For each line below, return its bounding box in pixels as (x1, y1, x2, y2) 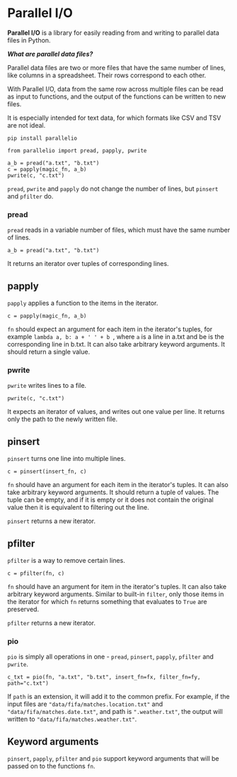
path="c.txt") (7, 680, 50, 687)
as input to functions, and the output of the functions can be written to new (7, 92, 226, 101)
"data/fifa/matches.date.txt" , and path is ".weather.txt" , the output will (7, 708, 223, 716)
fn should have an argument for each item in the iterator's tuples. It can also (7, 481, 229, 489)
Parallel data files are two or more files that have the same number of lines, (7, 63, 226, 72)
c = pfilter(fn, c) (7, 569, 65, 577)
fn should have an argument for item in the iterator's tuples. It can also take (7, 582, 227, 591)
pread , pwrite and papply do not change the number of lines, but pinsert (7, 184, 219, 193)
